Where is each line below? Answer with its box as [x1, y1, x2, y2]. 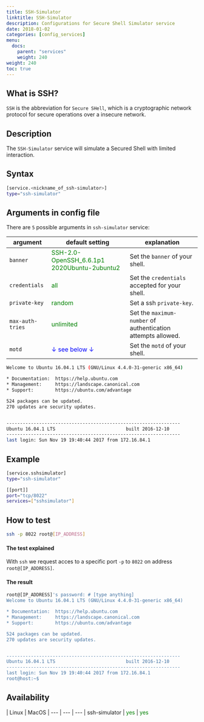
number [129, 318, 149, 324]
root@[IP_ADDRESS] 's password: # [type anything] [6, 592, 135, 598]
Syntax [6, 169, 34, 179]
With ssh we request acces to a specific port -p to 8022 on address [6, 558, 172, 565]
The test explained [6, 544, 55, 552]
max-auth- [9, 318, 38, 325]
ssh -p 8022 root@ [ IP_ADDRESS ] [6, 531, 86, 537]
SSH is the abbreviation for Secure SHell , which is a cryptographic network [6, 104, 192, 112]
